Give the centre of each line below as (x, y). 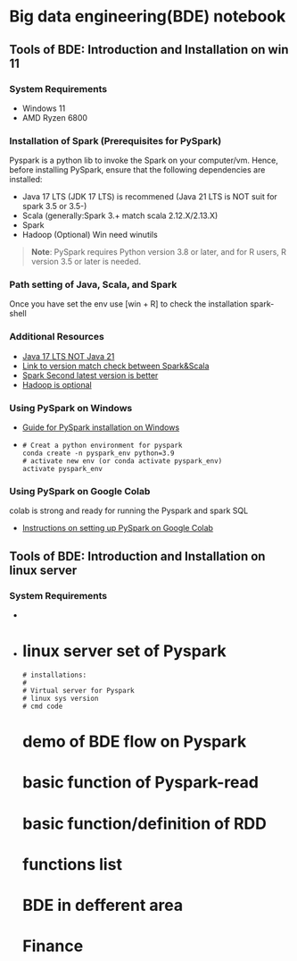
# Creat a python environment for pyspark (102, 446)
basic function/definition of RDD (144, 823)
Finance (53, 946)
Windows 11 (44, 108)
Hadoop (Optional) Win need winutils (90, 235)
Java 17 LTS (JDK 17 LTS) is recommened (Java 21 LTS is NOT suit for (150, 197)
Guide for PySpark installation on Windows (101, 427)
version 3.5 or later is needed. (86, 262)
